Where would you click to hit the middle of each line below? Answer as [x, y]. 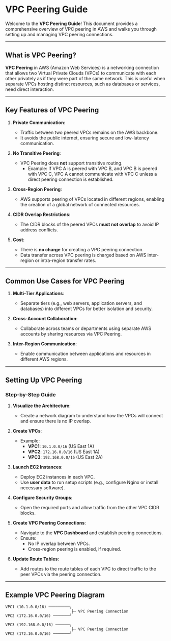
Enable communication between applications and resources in [85, 354]
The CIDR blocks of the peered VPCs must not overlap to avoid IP [90, 224]
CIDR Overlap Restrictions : [41, 214]
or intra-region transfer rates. [66, 260]
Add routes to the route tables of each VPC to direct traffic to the [88, 569]
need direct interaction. [30, 89]
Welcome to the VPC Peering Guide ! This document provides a [72, 23]
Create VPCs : [27, 431]
